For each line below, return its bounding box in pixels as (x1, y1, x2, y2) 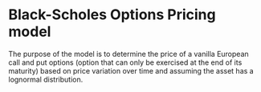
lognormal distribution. (8, 74, 84, 84)
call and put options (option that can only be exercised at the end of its (8, 58, 243, 67)
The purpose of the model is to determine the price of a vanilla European (8, 49, 249, 58)
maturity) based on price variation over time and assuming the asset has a (8, 66, 255, 75)
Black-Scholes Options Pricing (8, 6, 216, 24)
